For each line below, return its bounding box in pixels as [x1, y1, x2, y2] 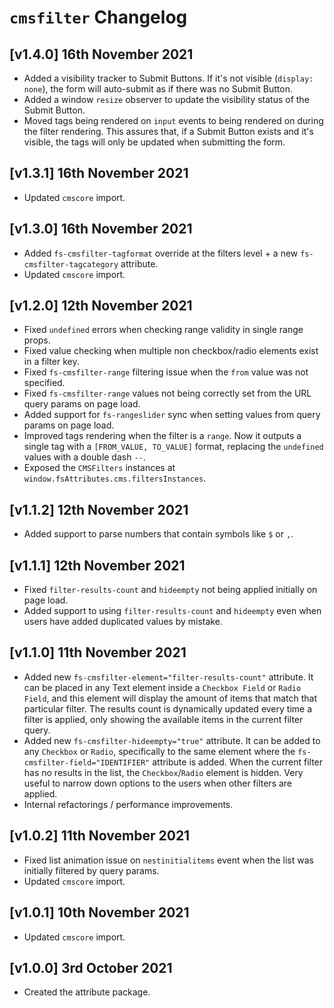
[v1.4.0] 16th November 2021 [9, 46, 194, 63]
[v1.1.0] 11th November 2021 [9, 644, 187, 661]
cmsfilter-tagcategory [23, 259, 119, 270]
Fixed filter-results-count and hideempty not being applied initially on [23, 584, 318, 596]
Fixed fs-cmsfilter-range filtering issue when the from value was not [23, 366, 309, 378]
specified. [23, 377, 66, 389]
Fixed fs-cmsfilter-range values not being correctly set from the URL [23, 387, 312, 400]
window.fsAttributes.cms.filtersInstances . [23, 472, 207, 485]
